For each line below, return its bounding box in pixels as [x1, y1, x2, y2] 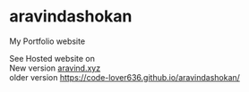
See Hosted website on [9, 53, 96, 63]
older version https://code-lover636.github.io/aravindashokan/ [9, 71, 240, 82]
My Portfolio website [9, 36, 86, 46]
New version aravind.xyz [9, 63, 101, 73]
